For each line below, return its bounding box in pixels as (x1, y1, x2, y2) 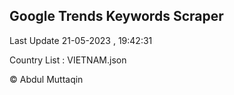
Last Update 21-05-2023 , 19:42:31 (9, 34, 153, 46)
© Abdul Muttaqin (9, 73, 84, 85)
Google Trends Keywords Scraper (9, 8, 224, 25)
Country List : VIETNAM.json (9, 54, 127, 66)
